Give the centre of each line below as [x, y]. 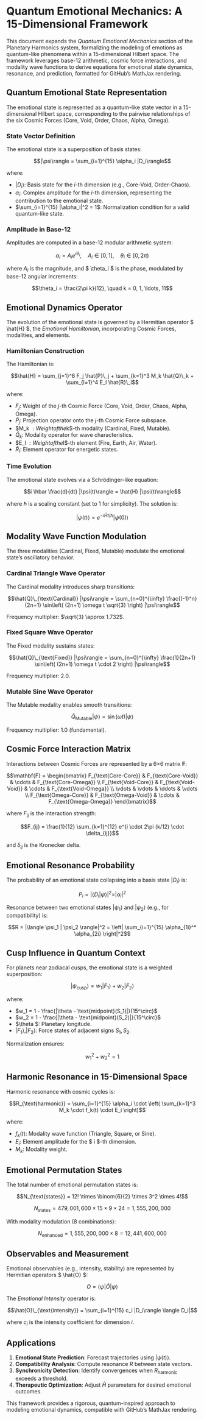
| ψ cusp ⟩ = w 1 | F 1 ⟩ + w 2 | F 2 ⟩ [102, 986]
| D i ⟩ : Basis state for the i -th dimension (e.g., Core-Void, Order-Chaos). [103, 185]
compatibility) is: [27, 916]
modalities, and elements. [39, 335]
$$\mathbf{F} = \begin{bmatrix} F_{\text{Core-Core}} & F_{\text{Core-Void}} [102, 776]
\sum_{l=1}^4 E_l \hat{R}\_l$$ [102, 383]
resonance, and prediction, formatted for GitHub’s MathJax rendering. [94, 73]
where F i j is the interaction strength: [51, 814]
